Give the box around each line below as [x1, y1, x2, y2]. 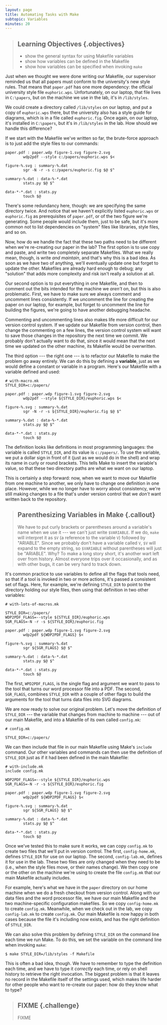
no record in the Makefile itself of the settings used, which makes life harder [5, 976, 162, 982]
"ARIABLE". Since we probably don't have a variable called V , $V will [17, 540, 156, 546]
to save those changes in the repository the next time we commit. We [5, 333, 148, 339]
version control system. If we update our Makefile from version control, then [5, 322, 162, 328]
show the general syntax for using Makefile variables [24, 53, 134, 59]
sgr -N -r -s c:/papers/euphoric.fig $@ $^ [23, 168, 115, 173]
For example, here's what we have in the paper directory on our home [5, 884, 148, 890]
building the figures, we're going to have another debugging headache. [5, 307, 152, 313]
